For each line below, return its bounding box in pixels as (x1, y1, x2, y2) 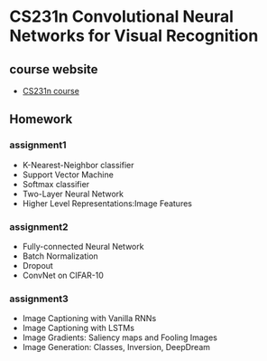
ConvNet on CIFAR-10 (22, 270, 104, 280)
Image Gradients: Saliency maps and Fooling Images (22, 332, 218, 343)
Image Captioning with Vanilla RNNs (22, 313, 157, 324)
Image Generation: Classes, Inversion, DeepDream (22, 342, 210, 353)
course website (9, 62, 98, 77)
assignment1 (9, 138, 67, 151)
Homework (9, 111, 73, 128)
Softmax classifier (22, 178, 90, 189)
